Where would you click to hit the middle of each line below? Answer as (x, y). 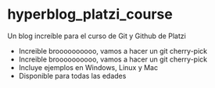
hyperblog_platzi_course (90, 14)
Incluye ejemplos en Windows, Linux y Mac (88, 67)
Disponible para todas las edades (72, 76)
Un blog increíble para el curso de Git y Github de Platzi (97, 36)
